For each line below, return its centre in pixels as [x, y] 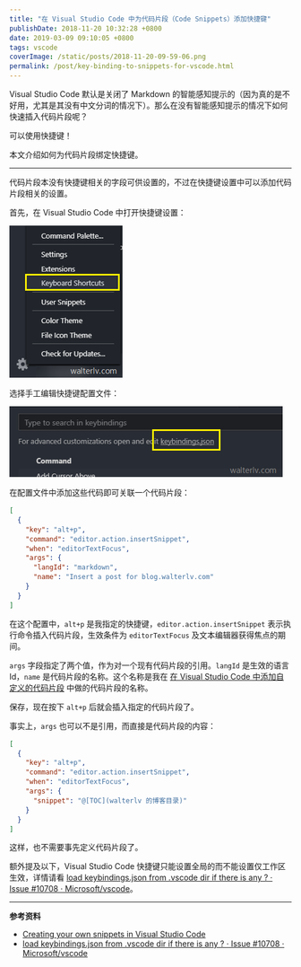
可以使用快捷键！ [41, 136]
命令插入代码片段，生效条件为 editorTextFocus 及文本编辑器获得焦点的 [147, 635]
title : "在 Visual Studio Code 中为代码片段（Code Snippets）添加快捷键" [140, 19]
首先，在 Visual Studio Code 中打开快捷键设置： [98, 212]
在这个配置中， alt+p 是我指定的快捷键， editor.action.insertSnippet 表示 [146, 623]
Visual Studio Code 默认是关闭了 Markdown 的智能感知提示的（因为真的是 [146, 94]
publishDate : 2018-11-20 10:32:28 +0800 [86, 28]
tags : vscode [34, 48]
